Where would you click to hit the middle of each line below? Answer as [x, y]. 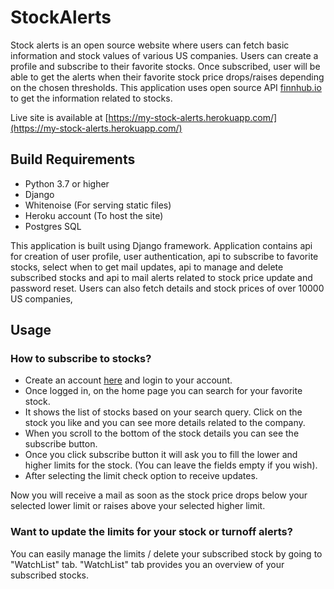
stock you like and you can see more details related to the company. [165, 423]
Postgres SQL [53, 226]
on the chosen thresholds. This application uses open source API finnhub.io [166, 87]
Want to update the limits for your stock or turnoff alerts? [151, 532]
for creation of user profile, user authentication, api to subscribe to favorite [164, 256]
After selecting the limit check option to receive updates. [141, 476]
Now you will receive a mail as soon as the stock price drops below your [159, 495]
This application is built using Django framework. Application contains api [161, 245]
